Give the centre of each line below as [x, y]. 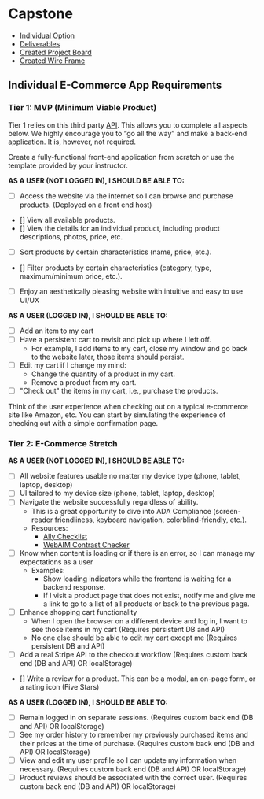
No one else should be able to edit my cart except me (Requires [134, 638]
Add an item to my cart [57, 331]
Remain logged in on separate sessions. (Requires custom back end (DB [136, 717]
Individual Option [47, 35]
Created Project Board [55, 52]
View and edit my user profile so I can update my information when [128, 760]
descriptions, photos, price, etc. [71, 236]
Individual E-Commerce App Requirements [115, 85]
